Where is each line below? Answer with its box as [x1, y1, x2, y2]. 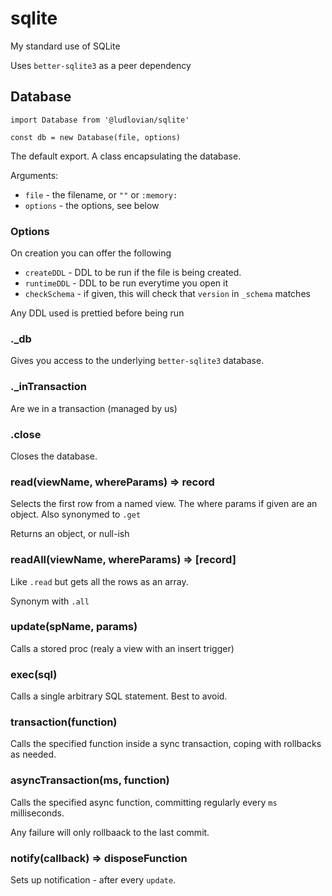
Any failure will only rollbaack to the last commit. [10, 826, 210, 838]
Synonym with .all [10, 595, 90, 607]
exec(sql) [10, 667, 58, 681]
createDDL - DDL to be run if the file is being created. [24, 267, 242, 279]
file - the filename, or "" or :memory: [24, 188, 178, 201]
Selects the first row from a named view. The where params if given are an [10, 498, 318, 510]
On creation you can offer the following [10, 247, 172, 259]
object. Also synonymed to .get [10, 508, 142, 521]
